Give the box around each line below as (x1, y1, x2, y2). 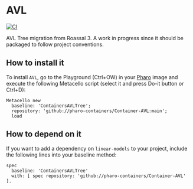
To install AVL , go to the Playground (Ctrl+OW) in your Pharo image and (6, 73, 178, 80)
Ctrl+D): (6, 86, 26, 93)
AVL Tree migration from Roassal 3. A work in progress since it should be (6, 34, 184, 41)
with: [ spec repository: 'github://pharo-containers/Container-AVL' (11, 172, 186, 179)
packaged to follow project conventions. (6, 41, 104, 48)
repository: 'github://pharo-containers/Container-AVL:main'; (11, 107, 168, 114)
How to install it (6, 58, 64, 68)
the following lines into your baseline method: (6, 151, 117, 158)
